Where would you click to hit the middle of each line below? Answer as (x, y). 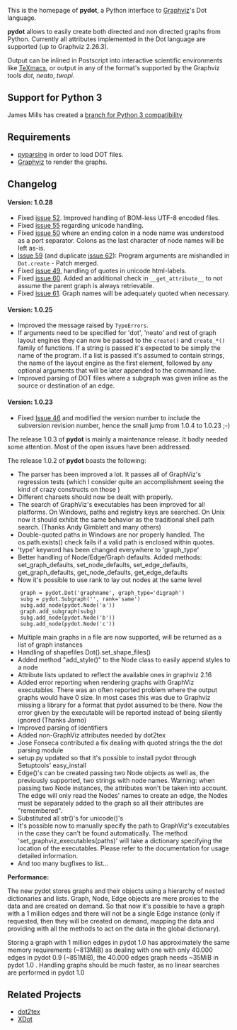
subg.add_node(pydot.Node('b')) (68, 618)
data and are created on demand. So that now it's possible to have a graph (116, 906)
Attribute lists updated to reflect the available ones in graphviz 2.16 (115, 674)
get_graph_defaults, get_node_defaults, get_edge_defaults (103, 572)
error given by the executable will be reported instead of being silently (120, 712)
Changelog (32, 184)
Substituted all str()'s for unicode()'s (70, 818)
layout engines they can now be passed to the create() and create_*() (121, 341)
